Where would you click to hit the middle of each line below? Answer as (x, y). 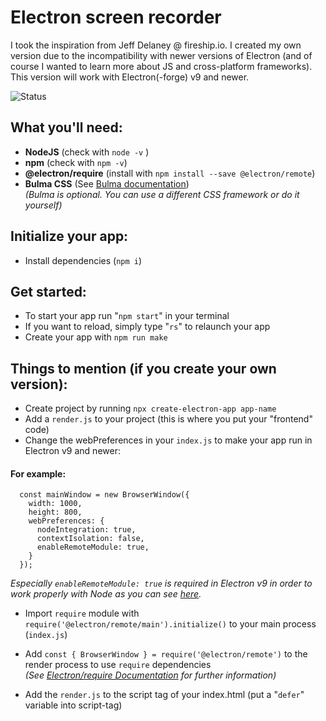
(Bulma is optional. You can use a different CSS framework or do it (162, 194)
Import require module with (82, 613)
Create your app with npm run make (96, 337)
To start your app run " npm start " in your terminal (127, 316)
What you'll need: (66, 127)
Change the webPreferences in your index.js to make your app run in (168, 440)
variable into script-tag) (73, 705)
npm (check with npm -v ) (76, 162)
